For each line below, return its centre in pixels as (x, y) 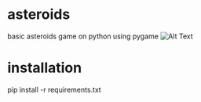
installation (45, 68)
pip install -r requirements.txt (54, 89)
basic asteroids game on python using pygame (83, 36)
